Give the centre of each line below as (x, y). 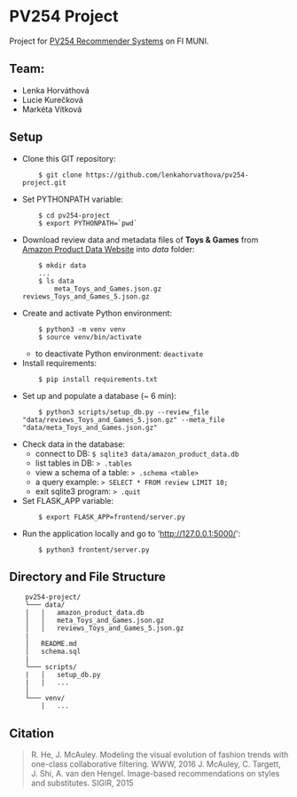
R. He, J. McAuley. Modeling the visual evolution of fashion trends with (160, 755)
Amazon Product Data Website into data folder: (108, 249)
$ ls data (56, 281)
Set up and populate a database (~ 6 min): (99, 395)
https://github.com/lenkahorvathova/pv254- (167, 175)
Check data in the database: (74, 444)
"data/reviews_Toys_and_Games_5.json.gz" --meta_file (123, 419)
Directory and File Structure (88, 576)
